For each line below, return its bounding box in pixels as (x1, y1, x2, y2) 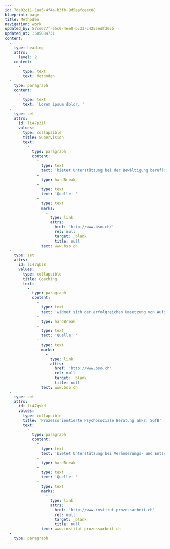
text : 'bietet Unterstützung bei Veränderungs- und (41, 451, 153, 456)
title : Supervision (23, 135, 64, 140)
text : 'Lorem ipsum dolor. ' (23, 102, 85, 107)
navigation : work (5, 21, 42, 27)
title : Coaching (23, 276, 57, 282)
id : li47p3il (18, 120, 46, 126)
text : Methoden (23, 74, 55, 79)
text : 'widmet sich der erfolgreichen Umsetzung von (41, 309, 155, 315)
